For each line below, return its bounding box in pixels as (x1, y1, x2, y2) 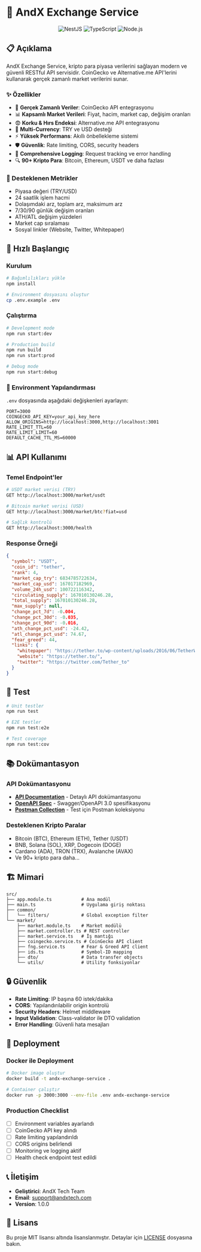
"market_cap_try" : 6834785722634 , (11, 575, 98, 581)
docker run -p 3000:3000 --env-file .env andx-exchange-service (6, 1092, 170, 1098)
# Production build (6, 341, 55, 347)
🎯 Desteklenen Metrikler (6, 174, 78, 182)
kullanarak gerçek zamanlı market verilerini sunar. (6, 75, 129, 82)
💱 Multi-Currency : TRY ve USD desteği (14, 126, 112, 133)
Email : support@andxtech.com (14, 1194, 92, 1202)
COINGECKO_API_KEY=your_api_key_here (6, 414, 100, 420)
